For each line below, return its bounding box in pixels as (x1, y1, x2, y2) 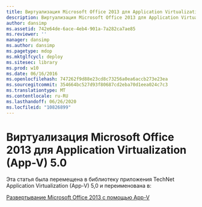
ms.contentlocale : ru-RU (6, 93, 69, 99)
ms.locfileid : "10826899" (6, 104, 71, 110)
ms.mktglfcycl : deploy (6, 54, 63, 60)
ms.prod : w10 (6, 65, 39, 71)
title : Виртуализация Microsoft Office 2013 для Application (6, 8, 163, 15)
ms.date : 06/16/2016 (6, 71, 58, 77)
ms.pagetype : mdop (6, 48, 52, 54)
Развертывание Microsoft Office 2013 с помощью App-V (6, 194, 150, 201)
